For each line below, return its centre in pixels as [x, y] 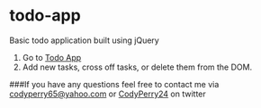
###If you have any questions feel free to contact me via [114, 84]
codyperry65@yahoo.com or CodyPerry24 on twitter [108, 94]
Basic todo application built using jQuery [84, 40]
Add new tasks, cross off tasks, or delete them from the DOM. [137, 67]
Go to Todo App [52, 57]
